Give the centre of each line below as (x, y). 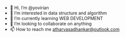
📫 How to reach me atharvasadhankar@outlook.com (65, 29)
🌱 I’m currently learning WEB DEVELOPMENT (56, 18)
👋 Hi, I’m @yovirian (29, 8)
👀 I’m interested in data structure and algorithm (58, 13)
